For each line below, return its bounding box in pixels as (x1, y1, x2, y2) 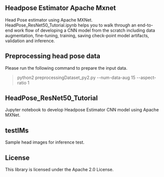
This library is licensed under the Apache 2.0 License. (5, 167, 114, 173)
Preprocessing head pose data (5, 52, 100, 60)
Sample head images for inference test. (5, 139, 85, 145)
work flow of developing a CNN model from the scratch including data (14, 27, 155, 33)
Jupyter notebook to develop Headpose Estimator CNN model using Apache (5, 107, 159, 113)
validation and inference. (5, 38, 55, 44)
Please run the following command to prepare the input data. (5, 65, 128, 71)
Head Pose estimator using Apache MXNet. (5, 17, 93, 23)
